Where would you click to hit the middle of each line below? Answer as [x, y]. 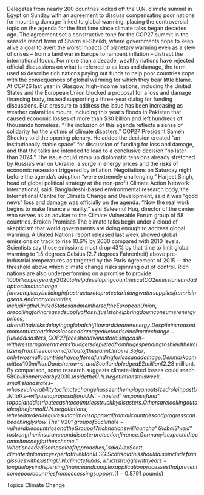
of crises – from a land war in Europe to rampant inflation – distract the [95, 54]
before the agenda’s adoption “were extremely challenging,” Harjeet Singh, [100, 176]
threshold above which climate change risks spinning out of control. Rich [98, 267]
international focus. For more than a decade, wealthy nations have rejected [100, 60]
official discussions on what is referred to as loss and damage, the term [96, 67]
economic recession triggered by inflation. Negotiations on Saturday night [99, 170]
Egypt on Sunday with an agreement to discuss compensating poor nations [101, 15]
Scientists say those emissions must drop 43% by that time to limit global [98, 248]
